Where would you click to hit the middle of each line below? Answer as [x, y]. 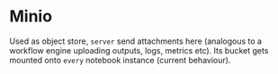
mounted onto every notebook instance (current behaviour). [120, 60]
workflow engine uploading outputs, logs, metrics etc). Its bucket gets [139, 50]
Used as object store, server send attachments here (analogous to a [136, 41]
